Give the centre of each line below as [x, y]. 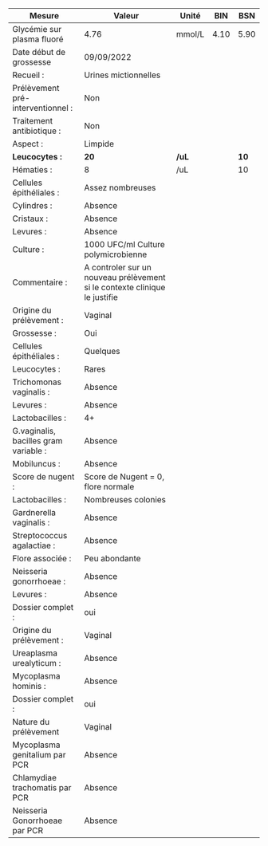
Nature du [31, 722]
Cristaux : [30, 218]
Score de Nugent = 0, [124, 476]
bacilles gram [37, 441]
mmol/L [190, 34]
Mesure [44, 16]
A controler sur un [117, 268]
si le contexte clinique [124, 287]
